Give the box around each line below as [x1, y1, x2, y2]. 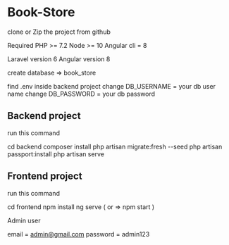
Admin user [7, 216, 41, 225]
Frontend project [7, 170, 82, 182]
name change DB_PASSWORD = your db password [7, 89, 156, 98]
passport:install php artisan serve [7, 149, 104, 158]
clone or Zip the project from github [7, 27, 111, 36]
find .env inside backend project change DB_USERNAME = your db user [7, 82, 216, 90]
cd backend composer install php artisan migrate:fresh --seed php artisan [7, 142, 223, 151]
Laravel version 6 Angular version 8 [7, 54, 111, 63]
